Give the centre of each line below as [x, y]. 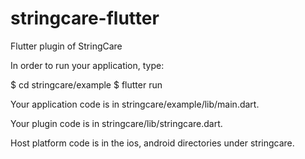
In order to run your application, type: [87, 65]
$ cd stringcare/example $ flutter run [86, 84]
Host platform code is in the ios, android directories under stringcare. [152, 143]
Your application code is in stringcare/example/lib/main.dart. [135, 104]
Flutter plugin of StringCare [66, 46]
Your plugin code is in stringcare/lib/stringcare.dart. [116, 123]
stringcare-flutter [85, 18]
